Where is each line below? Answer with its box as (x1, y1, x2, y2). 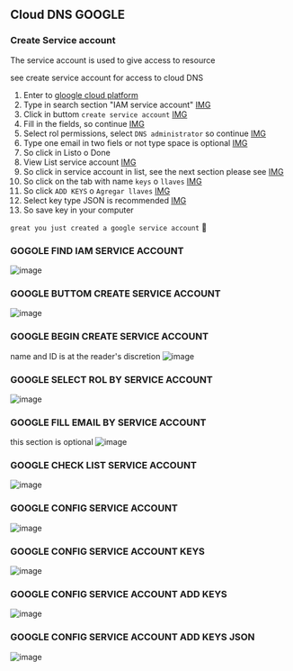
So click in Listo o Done (22, 147, 111, 158)
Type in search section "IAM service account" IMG (22, 99, 211, 110)
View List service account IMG (22, 157, 137, 168)
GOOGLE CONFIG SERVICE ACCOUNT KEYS (10, 545, 206, 558)
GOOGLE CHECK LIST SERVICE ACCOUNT (10, 459, 197, 472)
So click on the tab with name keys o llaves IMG (22, 176, 202, 186)
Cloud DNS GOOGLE (10, 7, 125, 23)
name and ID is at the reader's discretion (10, 350, 161, 361)
